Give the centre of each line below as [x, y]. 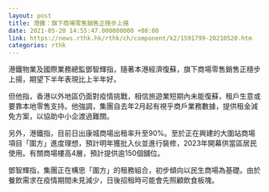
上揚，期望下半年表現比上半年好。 [64, 79]
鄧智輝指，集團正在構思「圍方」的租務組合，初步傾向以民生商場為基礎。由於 [134, 170]
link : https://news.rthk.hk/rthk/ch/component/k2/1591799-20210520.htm [130, 38]
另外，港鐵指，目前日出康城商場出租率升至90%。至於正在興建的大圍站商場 [132, 134]
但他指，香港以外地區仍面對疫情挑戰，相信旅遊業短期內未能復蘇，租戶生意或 [134, 96]
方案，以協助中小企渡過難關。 [64, 116]
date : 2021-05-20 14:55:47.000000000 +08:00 [84, 30]
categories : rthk [37, 46]
